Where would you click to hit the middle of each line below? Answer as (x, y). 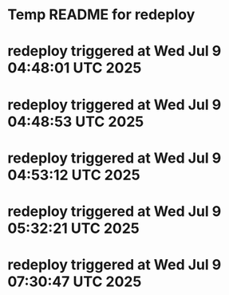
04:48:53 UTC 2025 (76, 122)
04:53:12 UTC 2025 (74, 175)
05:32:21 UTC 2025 (74, 228)
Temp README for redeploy (101, 15)
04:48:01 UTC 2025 (75, 68)
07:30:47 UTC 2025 (75, 282)
